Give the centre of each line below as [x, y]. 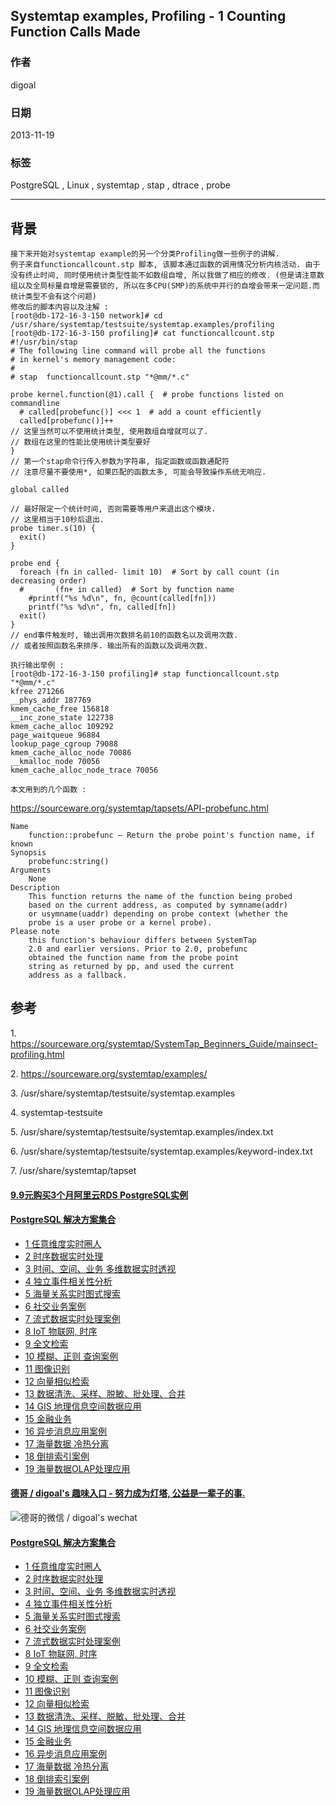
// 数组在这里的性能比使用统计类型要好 [80, 442]
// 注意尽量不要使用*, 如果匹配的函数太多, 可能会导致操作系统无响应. [138, 472]
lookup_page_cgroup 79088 [64, 744]
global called [40, 490]
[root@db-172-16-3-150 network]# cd [86, 316]
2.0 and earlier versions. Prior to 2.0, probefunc [138, 949]
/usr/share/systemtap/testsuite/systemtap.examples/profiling [142, 325]
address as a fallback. [78, 975]
